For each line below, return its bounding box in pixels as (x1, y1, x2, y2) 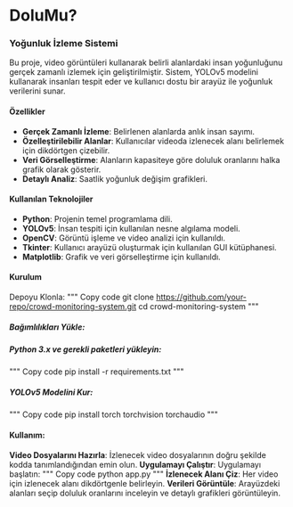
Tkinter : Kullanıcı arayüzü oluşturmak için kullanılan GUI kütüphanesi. (21, 241, 278, 252)
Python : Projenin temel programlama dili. (21, 213, 173, 224)
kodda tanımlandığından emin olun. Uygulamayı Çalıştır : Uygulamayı (9, 459, 261, 470)
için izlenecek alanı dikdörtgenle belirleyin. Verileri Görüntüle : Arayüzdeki (9, 478, 281, 488)
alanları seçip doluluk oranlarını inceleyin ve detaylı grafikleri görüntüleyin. (9, 487, 281, 498)
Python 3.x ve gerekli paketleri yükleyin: (9, 344, 162, 355)
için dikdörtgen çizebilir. (21, 144, 110, 156)
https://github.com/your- (155, 291, 248, 303)
